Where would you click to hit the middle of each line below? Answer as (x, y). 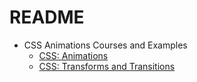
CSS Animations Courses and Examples (105, 45)
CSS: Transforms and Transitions (107, 66)
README (47, 17)
